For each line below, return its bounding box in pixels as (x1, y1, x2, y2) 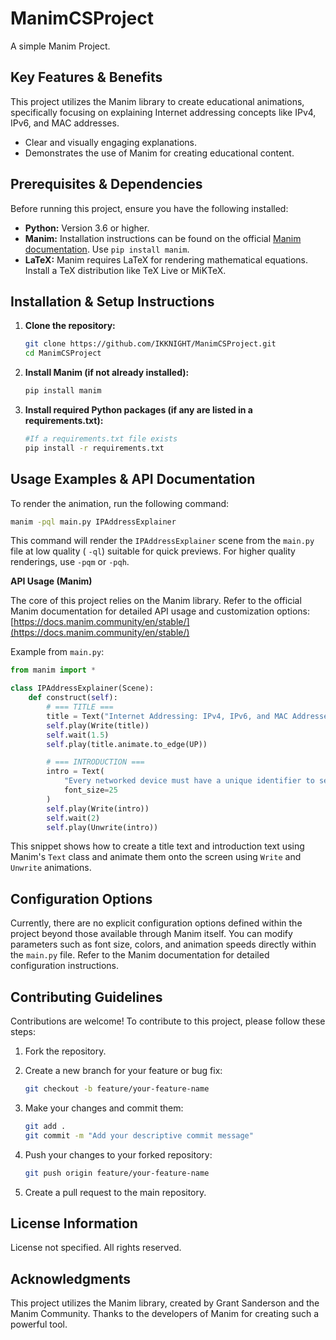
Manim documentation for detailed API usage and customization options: (10, 605, 310, 617)
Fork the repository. (24, 1045, 107, 1057)
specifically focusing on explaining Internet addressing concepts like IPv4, (10, 106, 317, 118)
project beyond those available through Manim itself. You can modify (10, 928, 293, 940)
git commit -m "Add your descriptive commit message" (24, 1130, 254, 1141)
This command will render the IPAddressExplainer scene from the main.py (10, 535, 315, 547)
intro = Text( (46, 767, 105, 777)
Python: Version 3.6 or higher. (24, 222, 150, 234)
